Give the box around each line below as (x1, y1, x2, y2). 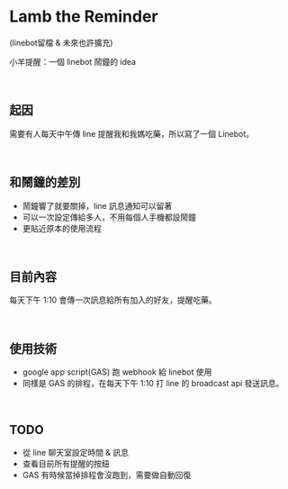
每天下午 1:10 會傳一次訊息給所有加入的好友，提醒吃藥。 (9, 294, 218, 305)
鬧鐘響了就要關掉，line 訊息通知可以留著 (22, 200, 173, 211)
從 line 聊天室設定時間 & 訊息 (22, 448, 129, 457)
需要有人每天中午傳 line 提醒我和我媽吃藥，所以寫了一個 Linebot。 (9, 128, 255, 139)
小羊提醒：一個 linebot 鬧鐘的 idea (9, 56, 137, 67)
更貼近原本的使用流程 (22, 222, 102, 233)
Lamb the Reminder (9, 6, 159, 27)
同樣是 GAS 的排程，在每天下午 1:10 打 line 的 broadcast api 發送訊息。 (22, 378, 284, 389)
